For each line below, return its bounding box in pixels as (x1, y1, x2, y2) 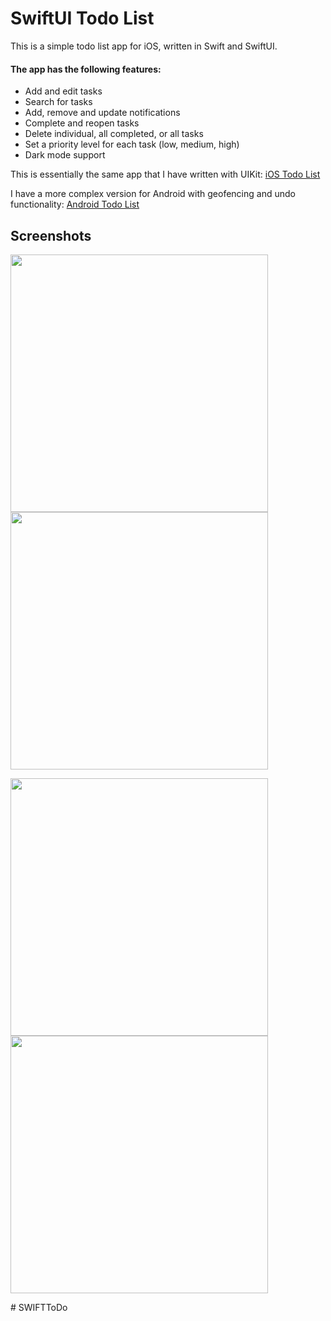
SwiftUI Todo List (10, 7, 155, 30)
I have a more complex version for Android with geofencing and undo (10, 188, 296, 200)
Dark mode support (24, 149, 106, 161)
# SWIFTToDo (10, 1301, 68, 1313)
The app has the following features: (10, 63, 162, 75)
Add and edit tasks (24, 85, 103, 97)
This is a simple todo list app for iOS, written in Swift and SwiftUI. (10, 40, 278, 52)
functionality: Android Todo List (10, 198, 140, 211)
